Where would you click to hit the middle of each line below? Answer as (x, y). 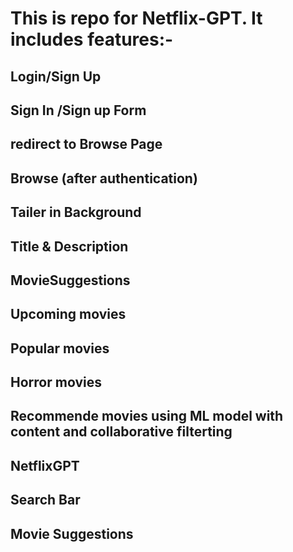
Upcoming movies (68, 314)
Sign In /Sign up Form (78, 110)
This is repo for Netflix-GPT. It (136, 18)
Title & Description (69, 246)
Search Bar (45, 500)
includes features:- (92, 39)
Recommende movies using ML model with (147, 416)
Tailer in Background (76, 212)
